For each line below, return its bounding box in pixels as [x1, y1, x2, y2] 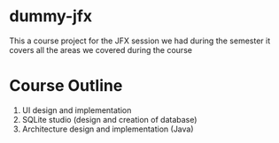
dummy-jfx [9, 6, 93, 26]
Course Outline [9, 76, 123, 96]
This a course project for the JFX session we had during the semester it [9, 35, 271, 46]
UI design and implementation [21, 104, 132, 116]
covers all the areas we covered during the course [9, 44, 193, 55]
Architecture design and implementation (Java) [21, 124, 194, 134]
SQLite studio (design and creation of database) [21, 114, 198, 124]
